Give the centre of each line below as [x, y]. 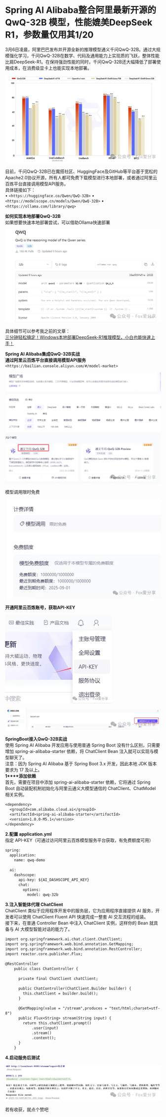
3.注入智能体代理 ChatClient [34, 904]
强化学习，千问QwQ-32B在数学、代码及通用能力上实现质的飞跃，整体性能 [84, 55]
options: [32, 890]
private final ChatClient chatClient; [58, 979]
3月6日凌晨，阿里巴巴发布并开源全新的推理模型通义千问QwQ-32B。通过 [79, 49]
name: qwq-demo [30, 860]
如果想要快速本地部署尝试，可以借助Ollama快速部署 [58, 222]
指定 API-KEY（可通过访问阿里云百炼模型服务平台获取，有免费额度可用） [80, 840]
